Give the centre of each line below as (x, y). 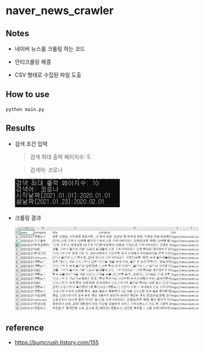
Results (20, 128)
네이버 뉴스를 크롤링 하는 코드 (50, 49)
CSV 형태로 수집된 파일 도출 (48, 75)
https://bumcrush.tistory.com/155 (57, 342)
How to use (28, 95)
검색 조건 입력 (31, 143)
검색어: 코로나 (46, 170)
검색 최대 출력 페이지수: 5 (60, 156)
